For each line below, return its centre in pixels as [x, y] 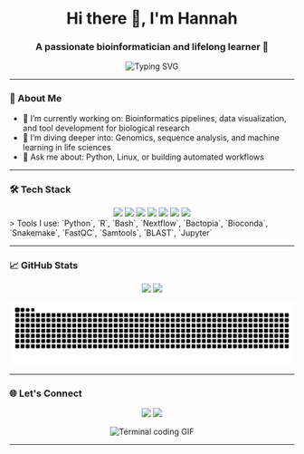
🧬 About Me [36, 99]
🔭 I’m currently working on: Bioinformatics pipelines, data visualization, [154, 118]
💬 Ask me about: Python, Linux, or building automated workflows [143, 157]
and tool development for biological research [106, 128]
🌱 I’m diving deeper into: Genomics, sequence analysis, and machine [151, 137]
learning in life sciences [66, 147]
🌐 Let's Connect [46, 393]
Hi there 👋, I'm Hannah [152, 19]
